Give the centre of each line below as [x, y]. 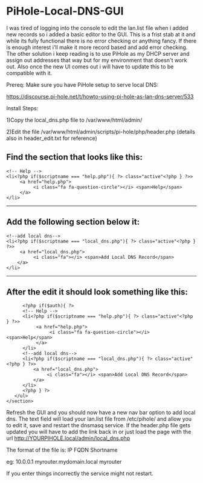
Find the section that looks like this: [75, 157]
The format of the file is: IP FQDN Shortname [62, 450]
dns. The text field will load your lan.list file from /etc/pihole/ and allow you [99, 419]
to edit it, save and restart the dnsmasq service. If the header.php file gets [98, 425]
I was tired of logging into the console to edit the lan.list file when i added [97, 28]
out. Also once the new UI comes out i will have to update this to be [90, 66]
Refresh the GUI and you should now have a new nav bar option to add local [101, 413]
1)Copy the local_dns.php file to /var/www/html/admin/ [74, 120]
